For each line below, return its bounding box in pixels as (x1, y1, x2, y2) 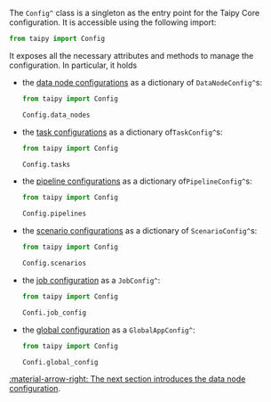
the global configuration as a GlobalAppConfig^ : (21, 324, 195, 335)
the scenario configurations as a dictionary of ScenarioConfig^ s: (21, 226, 258, 236)
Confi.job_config (21, 308, 87, 317)
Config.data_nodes (21, 111, 91, 119)
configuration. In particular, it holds (9, 60, 138, 70)
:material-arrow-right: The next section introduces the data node (9, 373, 246, 384)
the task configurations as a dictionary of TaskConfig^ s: (21, 127, 223, 137)
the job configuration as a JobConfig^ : (21, 275, 161, 285)
